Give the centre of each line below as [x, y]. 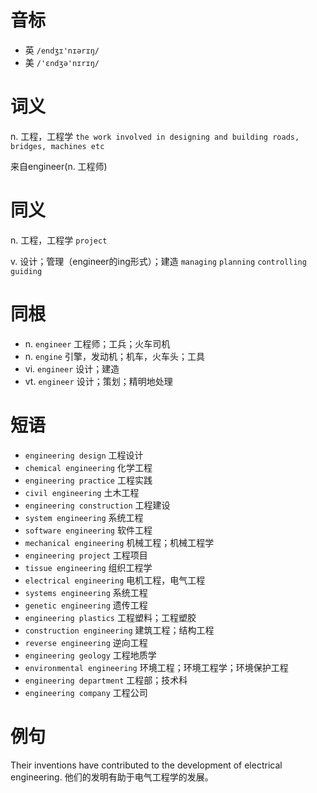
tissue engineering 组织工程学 [88, 567]
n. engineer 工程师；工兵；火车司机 [97, 343]
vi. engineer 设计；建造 [72, 368]
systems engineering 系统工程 [86, 592]
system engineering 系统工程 [84, 517]
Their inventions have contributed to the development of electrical [146, 765]
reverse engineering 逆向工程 [86, 642]
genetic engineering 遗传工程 [86, 605]
